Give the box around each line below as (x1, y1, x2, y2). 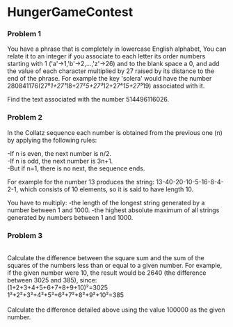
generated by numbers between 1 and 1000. (7, 213, 134, 221)
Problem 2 (7, 113, 43, 122)
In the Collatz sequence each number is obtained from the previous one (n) (7, 128, 223, 136)
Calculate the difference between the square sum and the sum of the (7, 254, 204, 262)
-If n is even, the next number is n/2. (7, 149, 112, 157)
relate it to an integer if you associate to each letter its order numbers (7, 52, 206, 61)
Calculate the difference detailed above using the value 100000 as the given (7, 305, 225, 314)
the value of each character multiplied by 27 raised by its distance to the (7, 67, 214, 75)
